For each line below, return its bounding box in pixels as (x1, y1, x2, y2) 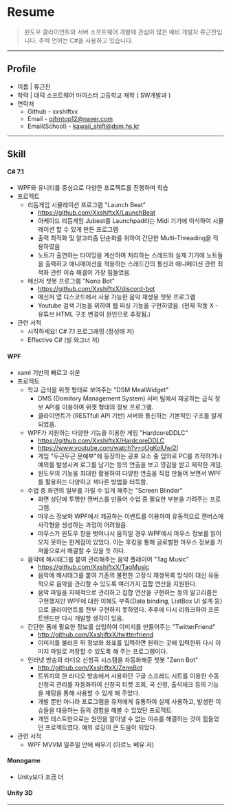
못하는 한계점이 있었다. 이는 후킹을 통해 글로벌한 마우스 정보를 (50, 537, 216, 546)
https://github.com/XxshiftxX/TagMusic (37, 562, 150, 571)
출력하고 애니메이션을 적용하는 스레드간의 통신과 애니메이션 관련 (45, 259, 217, 268)
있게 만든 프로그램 (70, 225, 119, 234)
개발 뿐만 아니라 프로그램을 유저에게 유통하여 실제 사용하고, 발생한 (37, 697, 214, 705)
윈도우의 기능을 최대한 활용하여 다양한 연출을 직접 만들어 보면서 (37, 469, 207, 477)
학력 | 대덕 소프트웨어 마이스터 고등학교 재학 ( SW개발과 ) (16, 91, 171, 99)
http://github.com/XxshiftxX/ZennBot (37, 663, 143, 672)
